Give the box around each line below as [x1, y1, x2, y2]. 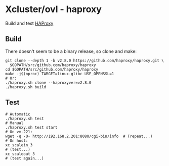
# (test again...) [5, 155, 44, 161]
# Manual [5, 120, 24, 126]
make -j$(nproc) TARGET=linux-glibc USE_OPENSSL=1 [5, 71, 114, 76]
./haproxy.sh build [5, 84, 47, 89]
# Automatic [5, 112, 30, 117]
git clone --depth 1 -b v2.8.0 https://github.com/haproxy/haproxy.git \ [5, 58, 164, 63]
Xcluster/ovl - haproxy [5, 4, 102, 15]
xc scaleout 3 [5, 151, 35, 156]
